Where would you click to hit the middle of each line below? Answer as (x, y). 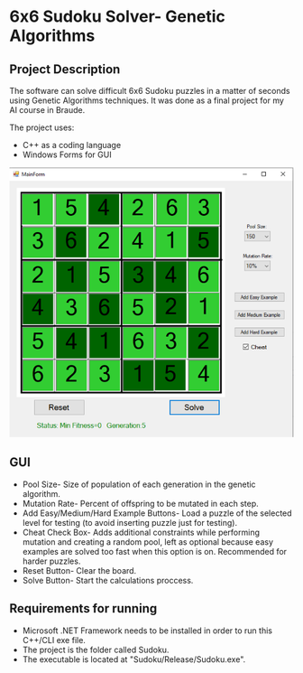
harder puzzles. (51, 561)
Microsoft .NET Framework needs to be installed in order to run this (147, 631)
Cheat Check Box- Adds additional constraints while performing (141, 532)
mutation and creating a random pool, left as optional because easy (147, 542)
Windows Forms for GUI (67, 154)
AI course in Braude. (47, 110)
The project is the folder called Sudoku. (96, 650)
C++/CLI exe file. (54, 640)
